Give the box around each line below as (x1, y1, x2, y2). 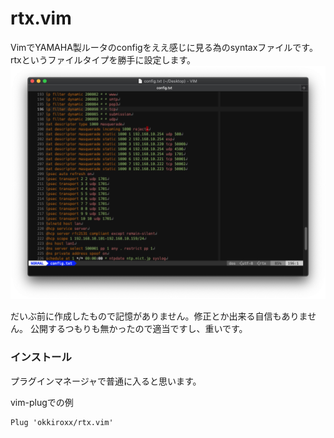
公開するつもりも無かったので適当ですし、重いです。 (29, 323, 248, 335)
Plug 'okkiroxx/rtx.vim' (10, 417, 114, 427)
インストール (10, 350, 72, 364)
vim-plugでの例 (10, 396, 74, 408)
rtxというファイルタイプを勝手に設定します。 (10, 53, 197, 66)
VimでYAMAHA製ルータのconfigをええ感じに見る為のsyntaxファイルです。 (10, 41, 318, 53)
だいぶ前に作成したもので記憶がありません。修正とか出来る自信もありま (10, 310, 308, 322)
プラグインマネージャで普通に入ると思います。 (10, 375, 202, 387)
